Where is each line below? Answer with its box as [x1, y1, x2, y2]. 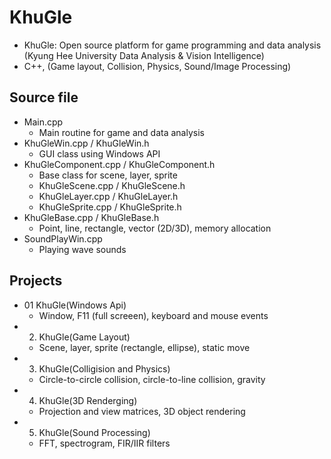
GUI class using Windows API [38, 147, 161, 160]
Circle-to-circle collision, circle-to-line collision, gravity [38, 373, 266, 385]
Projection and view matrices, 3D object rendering [38, 405, 246, 417]
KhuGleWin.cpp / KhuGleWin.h [23, 137, 150, 149]
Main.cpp [23, 116, 64, 128]
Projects [9, 272, 63, 290]
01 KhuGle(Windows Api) [23, 299, 127, 311]
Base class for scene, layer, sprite [38, 169, 178, 181]
